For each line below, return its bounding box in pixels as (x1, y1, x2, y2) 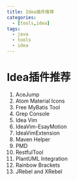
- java (12, 31, 29, 37)
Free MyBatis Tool (15, 103, 60, 111)
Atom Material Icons (15, 97, 65, 104)
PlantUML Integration (15, 155, 68, 162)
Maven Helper (15, 135, 51, 143)
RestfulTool (15, 149, 44, 156)
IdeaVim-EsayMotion (15, 123, 67, 130)
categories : (7, 14, 36, 21)
